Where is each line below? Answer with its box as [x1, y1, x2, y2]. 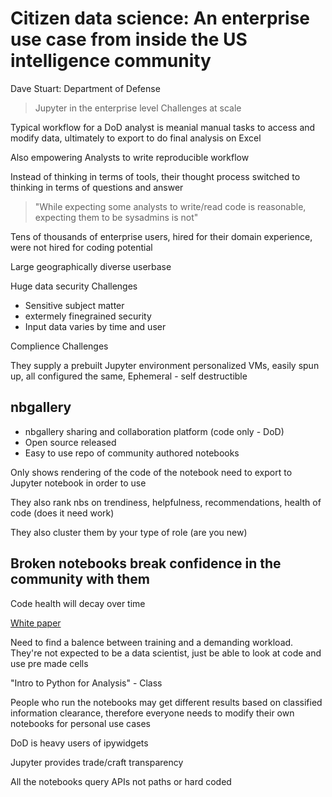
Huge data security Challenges [10, 280, 138, 292]
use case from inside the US [10, 28, 248, 51]
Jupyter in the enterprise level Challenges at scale [34, 102, 242, 114]
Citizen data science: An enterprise [10, 7, 311, 30]
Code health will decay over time [10, 597, 146, 609]
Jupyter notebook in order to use [10, 477, 147, 489]
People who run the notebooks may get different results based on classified [10, 696, 323, 708]
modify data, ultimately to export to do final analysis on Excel [10, 132, 262, 144]
